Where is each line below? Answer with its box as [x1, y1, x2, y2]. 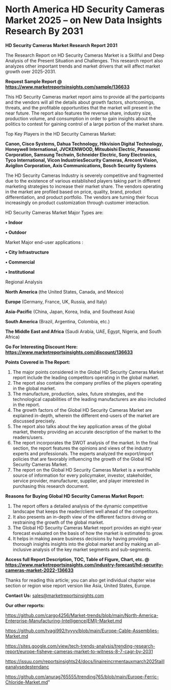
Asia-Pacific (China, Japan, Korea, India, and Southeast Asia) [5, 308, 135, 315]
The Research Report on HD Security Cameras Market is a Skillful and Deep [5, 52, 164, 58]
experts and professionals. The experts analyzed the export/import [12, 450, 154, 456]
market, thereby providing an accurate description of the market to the [12, 429, 161, 435]
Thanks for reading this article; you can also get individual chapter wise [5, 577, 156, 583]
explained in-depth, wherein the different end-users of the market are [12, 412, 159, 418]
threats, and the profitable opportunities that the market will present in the [5, 104, 161, 110]
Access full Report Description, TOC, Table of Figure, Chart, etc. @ [5, 556, 150, 562]
